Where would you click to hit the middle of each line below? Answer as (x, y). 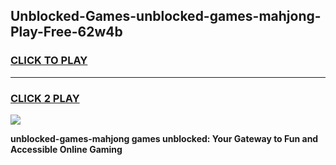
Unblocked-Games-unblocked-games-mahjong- (166, 16)
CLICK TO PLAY (49, 61)
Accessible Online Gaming (66, 149)
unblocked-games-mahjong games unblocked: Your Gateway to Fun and (164, 138)
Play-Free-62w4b (66, 32)
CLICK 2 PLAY (45, 98)
